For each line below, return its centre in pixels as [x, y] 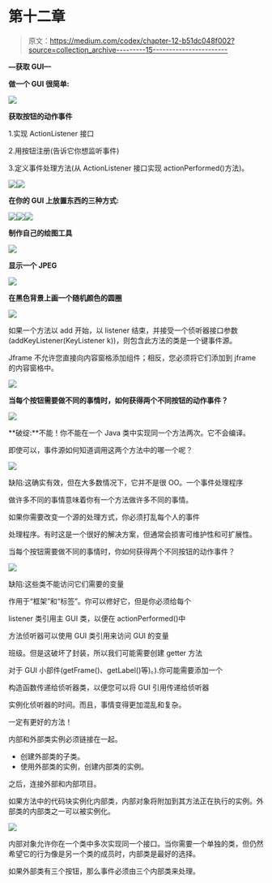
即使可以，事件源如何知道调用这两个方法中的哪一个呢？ [100, 450]
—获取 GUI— [30, 67]
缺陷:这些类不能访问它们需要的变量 [66, 584]
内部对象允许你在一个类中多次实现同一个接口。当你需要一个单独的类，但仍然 [136, 843]
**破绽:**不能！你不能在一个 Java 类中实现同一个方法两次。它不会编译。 [130, 433]
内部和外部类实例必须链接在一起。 [65, 739]
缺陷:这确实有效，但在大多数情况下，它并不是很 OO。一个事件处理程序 [126, 482]
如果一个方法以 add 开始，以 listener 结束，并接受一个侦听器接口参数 [123, 330]
